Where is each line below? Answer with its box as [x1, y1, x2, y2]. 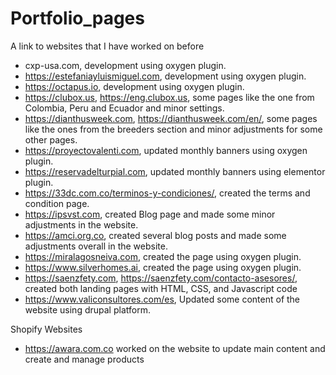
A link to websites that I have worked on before [10, 40, 205, 52]
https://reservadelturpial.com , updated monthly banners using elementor [24, 165, 326, 177]
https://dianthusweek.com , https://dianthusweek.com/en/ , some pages [24, 112, 318, 124]
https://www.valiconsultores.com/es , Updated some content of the [24, 293, 301, 305]
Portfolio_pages [10, 7, 145, 30]
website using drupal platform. [24, 303, 151, 316]
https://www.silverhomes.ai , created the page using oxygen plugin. [24, 261, 302, 273]
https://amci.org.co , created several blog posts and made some [24, 229, 287, 241]
